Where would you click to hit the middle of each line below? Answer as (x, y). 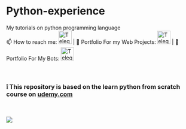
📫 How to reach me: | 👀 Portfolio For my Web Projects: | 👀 (92, 42)
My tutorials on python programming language (63, 28)
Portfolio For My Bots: (33, 58)
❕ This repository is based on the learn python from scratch (93, 86)
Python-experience (56, 11)
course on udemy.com (39, 94)
